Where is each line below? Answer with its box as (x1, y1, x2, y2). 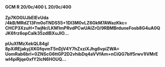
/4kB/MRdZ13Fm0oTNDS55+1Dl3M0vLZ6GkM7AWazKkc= (5, 20, 128, 26)
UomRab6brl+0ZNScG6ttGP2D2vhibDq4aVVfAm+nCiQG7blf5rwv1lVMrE (5, 51, 159, 57)
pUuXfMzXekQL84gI (5, 41, 49, 46)
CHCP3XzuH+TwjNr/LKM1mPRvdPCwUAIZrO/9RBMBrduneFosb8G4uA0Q (5, 25, 161, 31)
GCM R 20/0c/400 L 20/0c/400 (5, 4, 71, 10)
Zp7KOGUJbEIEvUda (5, 15, 49, 21)
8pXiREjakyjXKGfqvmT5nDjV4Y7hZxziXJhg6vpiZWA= (5, 46, 120, 52)
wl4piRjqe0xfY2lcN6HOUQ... (5, 56, 66, 62)
